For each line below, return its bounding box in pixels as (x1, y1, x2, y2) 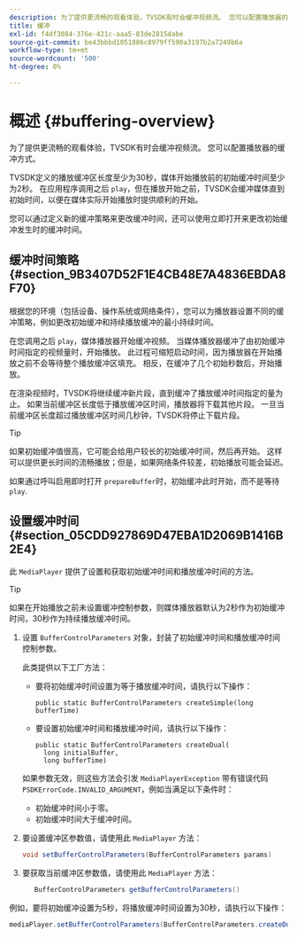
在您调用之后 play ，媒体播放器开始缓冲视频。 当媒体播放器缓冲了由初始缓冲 (9, 335, 286, 346)
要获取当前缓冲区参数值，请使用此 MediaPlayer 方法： (21, 868, 218, 879)
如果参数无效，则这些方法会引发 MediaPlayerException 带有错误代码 (21, 773, 269, 784)
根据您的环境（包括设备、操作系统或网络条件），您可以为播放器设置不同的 (9, 305, 277, 316)
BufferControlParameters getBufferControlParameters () (34, 886, 240, 895)
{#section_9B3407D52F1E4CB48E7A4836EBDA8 (9, 267, 286, 282)
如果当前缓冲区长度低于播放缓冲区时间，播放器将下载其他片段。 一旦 (26, 398, 277, 409)
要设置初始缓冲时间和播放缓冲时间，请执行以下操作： (34, 723, 230, 734)
